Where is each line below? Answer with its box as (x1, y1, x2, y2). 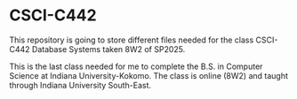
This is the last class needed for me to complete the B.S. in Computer (9, 61, 263, 72)
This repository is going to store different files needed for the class (9, 34, 254, 45)
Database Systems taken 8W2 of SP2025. (31, 43, 186, 54)
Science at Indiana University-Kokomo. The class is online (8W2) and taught (9, 70, 289, 80)
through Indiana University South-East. (9, 80, 152, 90)
